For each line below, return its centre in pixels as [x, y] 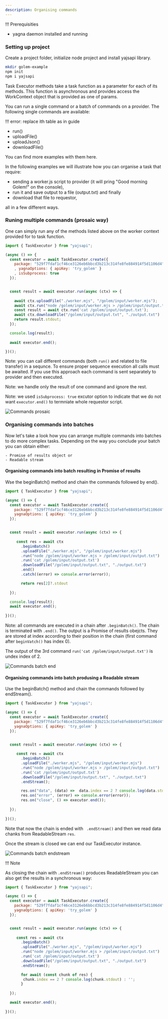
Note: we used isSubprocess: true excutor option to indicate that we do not [83, 396]
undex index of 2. [23, 657]
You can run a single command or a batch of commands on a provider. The [82, 106]
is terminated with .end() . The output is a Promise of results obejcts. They [81, 631]
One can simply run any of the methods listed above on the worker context [82, 231]
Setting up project [27, 47]
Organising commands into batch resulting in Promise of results [73, 471]
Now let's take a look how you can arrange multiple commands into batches [83, 435]
